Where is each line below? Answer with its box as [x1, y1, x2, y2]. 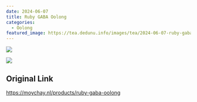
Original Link [6, 73, 54, 83]
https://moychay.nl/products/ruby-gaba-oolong [6, 89, 121, 96]
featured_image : [6, 30, 46, 36]
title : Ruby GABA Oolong [6, 14, 67, 20]
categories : [6, 19, 35, 25]
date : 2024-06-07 [6, 8, 49, 15]
